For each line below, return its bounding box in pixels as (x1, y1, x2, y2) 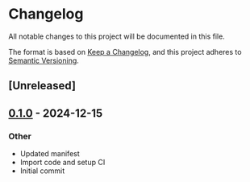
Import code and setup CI (19, 158, 106, 168)
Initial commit (19, 166, 65, 176)
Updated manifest (19, 149, 81, 159)
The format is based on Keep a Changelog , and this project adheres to (8, 47, 242, 56)
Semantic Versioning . (8, 56, 79, 65)
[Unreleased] (8, 79, 77, 93)
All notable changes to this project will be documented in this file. (8, 31, 226, 41)
